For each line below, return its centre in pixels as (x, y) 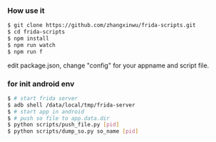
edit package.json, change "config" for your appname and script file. (108, 65)
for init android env (41, 84)
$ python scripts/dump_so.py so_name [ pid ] (73, 131)
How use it (26, 11)
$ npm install (29, 39)
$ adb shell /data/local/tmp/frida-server (71, 105)
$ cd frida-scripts (36, 32)
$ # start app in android (46, 111)
